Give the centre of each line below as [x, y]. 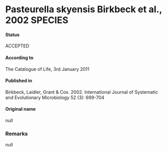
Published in [19, 81]
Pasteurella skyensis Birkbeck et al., [84, 9]
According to [19, 58]
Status [13, 35]
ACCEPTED [17, 46]
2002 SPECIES [37, 20]
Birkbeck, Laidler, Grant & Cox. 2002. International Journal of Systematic [82, 92]
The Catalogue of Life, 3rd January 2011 [47, 69]
